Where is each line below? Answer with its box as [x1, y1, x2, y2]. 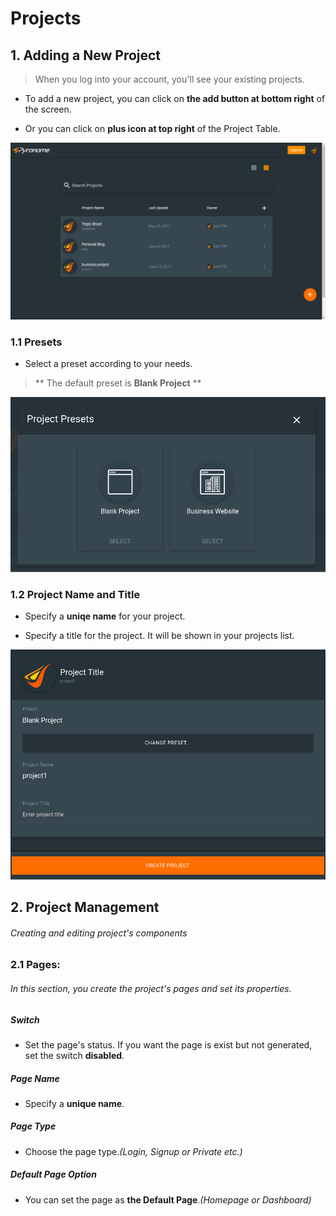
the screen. [24, 103, 72, 115]
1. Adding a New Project [10, 47, 162, 64]
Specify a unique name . [24, 1097, 125, 1109]
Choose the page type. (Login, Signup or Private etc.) [24, 1145, 243, 1157]
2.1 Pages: [10, 958, 61, 972]
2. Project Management [10, 899, 160, 916]
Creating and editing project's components [10, 927, 188, 939]
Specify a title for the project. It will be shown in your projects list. [24, 630, 295, 642]
